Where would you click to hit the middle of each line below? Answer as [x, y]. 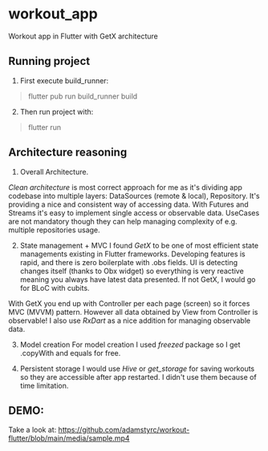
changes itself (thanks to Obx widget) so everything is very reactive [132, 271]
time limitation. [44, 385]
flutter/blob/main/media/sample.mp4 [69, 438]
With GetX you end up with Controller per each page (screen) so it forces [129, 303]
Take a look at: [32, 430]
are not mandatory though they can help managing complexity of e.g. [123, 221]
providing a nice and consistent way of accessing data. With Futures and [128, 204]
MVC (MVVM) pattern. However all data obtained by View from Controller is [133, 312]
